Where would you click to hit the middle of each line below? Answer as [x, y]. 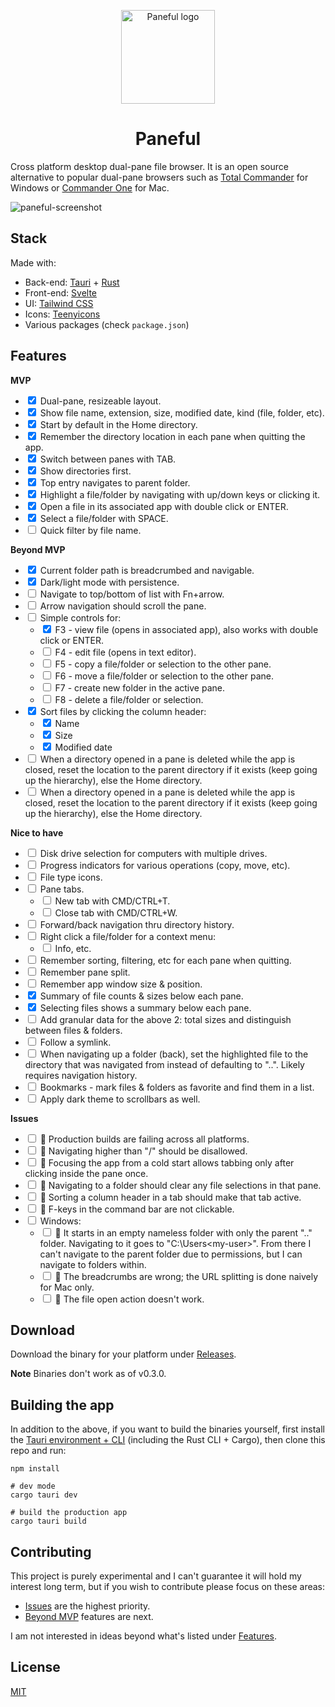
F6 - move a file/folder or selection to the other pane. [164, 676]
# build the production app [69, 1513]
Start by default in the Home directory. [118, 424]
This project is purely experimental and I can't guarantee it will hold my [156, 1576]
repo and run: [38, 1451]
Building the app [62, 1405]
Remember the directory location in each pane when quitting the [172, 436]
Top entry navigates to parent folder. [115, 482]
